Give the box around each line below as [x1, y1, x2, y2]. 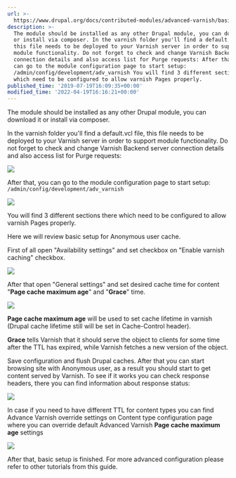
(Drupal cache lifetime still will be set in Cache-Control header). [7, 322, 191, 330]
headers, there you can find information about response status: [7, 379, 190, 387]
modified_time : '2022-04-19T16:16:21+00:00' [7, 89, 140, 96]
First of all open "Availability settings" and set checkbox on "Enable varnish [7, 246, 225, 254]
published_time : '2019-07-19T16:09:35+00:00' [7, 82, 143, 89]
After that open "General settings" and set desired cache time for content [7, 280, 220, 289]
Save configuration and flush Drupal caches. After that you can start [7, 356, 205, 366]
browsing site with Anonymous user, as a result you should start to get [7, 364, 211, 373]
